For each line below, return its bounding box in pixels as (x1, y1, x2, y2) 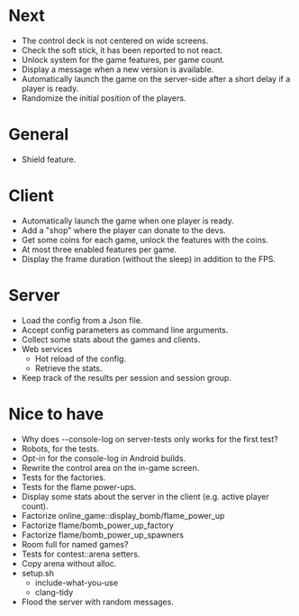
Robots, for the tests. (21, 443, 100, 454)
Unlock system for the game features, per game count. (21, 54, 226, 65)
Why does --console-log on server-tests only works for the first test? (21, 433, 278, 444)
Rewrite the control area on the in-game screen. (21, 462, 200, 473)
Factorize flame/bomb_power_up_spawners (21, 529, 184, 540)
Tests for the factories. (21, 472, 106, 483)
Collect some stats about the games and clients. (21, 334, 201, 345)
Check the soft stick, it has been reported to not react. (21, 44, 223, 55)
